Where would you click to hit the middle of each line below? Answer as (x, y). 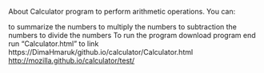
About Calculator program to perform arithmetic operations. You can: (122, 12)
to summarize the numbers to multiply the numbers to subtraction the (123, 27)
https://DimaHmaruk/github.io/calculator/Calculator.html (101, 52)
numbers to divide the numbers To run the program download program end (132, 35)
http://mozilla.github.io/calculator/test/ (72, 60)
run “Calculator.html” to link (54, 44)
